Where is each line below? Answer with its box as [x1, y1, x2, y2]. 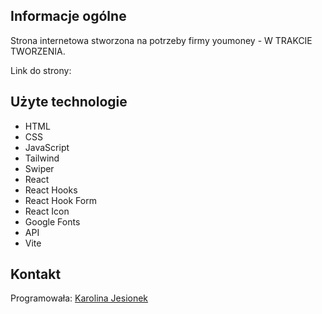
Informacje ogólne [10, 8, 127, 25]
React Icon [24, 205, 70, 217]
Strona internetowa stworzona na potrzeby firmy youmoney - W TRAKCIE [10, 34, 313, 46]
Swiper [24, 162, 55, 174]
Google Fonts [24, 215, 81, 228]
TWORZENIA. [10, 45, 66, 57]
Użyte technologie [10, 94, 128, 111]
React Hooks [24, 184, 78, 196]
